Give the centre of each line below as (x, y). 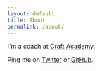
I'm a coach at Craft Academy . (51, 47)
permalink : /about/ (36, 26)
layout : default (31, 14)
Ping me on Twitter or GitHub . (50, 60)
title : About (26, 20)
